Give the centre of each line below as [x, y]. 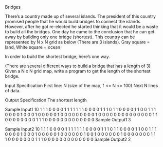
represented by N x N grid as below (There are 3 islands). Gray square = [77, 42]
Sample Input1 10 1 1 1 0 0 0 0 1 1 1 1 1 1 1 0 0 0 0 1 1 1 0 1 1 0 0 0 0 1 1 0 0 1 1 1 [80, 109]
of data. [13, 91]
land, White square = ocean [33, 47]
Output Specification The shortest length [46, 100]
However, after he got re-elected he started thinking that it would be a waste [81, 27]
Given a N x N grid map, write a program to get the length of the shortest [78, 71]
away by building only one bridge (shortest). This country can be [70, 37]
